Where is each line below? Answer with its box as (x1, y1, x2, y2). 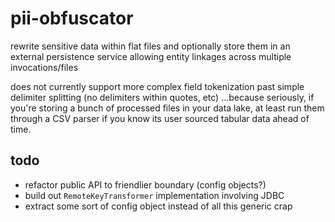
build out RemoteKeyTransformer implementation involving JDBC (24, 189, 285, 201)
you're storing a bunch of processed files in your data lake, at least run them (10, 102, 325, 114)
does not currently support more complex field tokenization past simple (10, 80, 305, 92)
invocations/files (10, 61, 79, 73)
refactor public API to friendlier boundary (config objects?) (24, 178, 267, 191)
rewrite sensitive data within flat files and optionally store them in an (10, 40, 291, 52)
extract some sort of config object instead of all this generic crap (24, 200, 293, 212)
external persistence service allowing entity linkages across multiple (10, 50, 292, 62)
